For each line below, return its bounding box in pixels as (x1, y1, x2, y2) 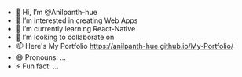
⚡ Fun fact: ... (15, 61, 59, 71)
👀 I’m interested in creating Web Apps (15, 16, 138, 25)
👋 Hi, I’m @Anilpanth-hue (15, 8, 98, 16)
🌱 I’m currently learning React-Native (15, 24, 136, 33)
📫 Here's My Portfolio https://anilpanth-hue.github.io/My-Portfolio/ (15, 42, 234, 50)
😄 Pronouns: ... (15, 53, 67, 62)
